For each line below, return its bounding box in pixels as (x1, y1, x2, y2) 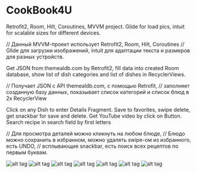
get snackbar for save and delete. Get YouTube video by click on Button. (6, 112, 182, 119)
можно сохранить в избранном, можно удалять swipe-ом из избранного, (6, 136, 192, 143)
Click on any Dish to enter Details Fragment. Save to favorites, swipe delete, (6, 106, 191, 113)
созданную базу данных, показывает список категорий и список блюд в (6, 88, 189, 95)
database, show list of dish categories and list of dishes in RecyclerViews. (6, 71, 186, 78)
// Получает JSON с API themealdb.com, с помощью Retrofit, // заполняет (6, 82, 190, 89)
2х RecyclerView (6, 95, 47, 102)
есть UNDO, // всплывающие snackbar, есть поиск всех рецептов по (6, 142, 179, 149)
